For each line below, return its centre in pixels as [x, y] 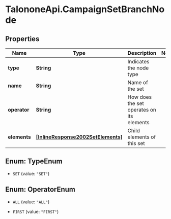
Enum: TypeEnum [34, 161]
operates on [142, 110]
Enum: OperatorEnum [40, 189]
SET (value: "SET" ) [31, 173]
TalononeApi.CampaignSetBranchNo [85, 9]
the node [138, 68]
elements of [142, 137]
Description [142, 53]
